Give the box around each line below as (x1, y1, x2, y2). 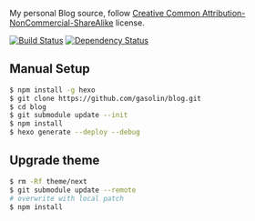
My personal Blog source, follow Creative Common (9, 8, 200, 18)
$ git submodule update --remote (9, 186, 137, 195)
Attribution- (201, 8, 246, 18)
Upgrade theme (9, 153, 100, 168)
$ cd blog (9, 102, 47, 112)
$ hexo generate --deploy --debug (9, 127, 141, 137)
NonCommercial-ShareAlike (9, 17, 114, 28)
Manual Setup (9, 61, 91, 76)
